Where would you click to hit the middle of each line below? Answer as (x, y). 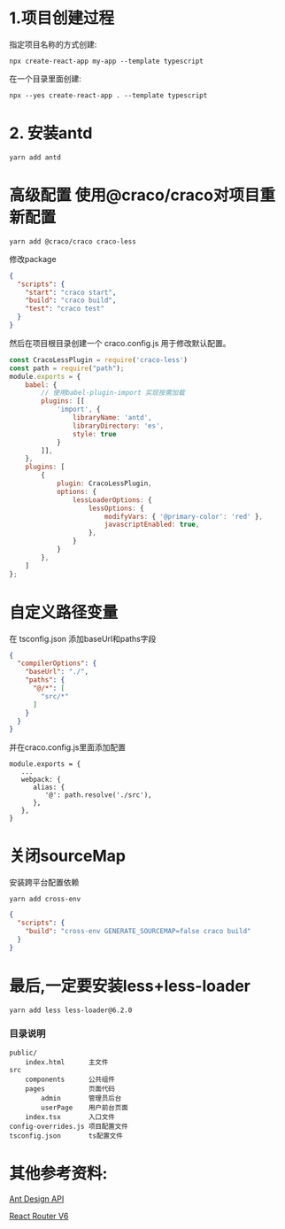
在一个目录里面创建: (46, 78)
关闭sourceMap (68, 856)
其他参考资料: (58, 1173)
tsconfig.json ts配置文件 (66, 1136)
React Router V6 (39, 1216)
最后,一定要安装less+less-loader (130, 986)
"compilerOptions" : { (57, 664)
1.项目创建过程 (62, 18)
